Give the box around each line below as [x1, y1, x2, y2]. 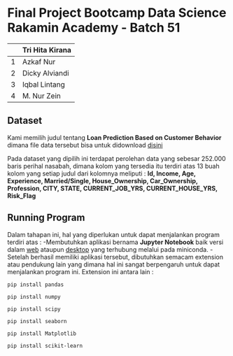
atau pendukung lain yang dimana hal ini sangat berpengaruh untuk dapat [7, 260, 220, 269]
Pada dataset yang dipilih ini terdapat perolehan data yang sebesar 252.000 [7, 154, 226, 162]
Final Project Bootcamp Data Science [7, 5, 227, 21]
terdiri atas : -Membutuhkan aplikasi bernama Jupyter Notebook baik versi [7, 238, 224, 246]
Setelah [7, 252, 29, 261]
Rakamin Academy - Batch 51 [7, 20, 181, 36]
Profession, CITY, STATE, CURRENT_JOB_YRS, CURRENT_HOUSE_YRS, [7, 184, 218, 192]
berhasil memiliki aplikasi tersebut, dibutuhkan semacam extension [30, 252, 224, 261]
